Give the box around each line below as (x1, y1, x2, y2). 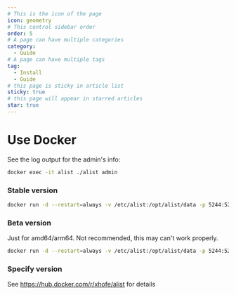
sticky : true (7, 88, 46, 96)
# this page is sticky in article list (7, 82, 124, 89)
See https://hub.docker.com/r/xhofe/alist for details (7, 280, 156, 289)
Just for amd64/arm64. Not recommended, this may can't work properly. (7, 234, 219, 242)
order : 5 (7, 29, 33, 37)
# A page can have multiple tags (7, 56, 105, 63)
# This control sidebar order (7, 23, 96, 30)
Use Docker (7, 132, 77, 148)
